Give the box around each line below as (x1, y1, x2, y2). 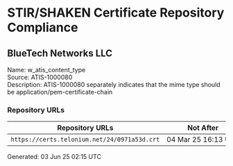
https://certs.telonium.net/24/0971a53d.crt (10, 135, 160, 144)
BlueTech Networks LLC (7, 47, 113, 59)
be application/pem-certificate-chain (7, 88, 113, 96)
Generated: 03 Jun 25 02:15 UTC (7, 153, 102, 161)
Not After (187, 123, 219, 133)
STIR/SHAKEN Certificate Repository (7, 5, 225, 21)
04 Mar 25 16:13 (166, 135, 223, 144)
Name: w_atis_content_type (7, 66, 86, 74)
